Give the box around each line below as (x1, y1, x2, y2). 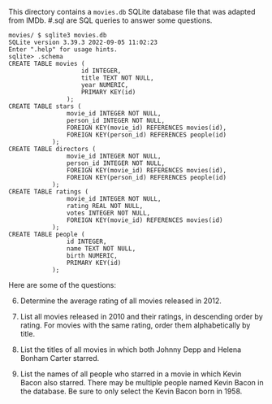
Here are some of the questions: (8, 280, 116, 289)
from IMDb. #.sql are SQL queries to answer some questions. (8, 15, 213, 25)
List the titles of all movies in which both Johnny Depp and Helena (19, 345, 242, 354)
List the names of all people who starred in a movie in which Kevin (19, 369, 242, 379)
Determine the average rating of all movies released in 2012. (19, 296, 222, 306)
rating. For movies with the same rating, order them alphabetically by (19, 320, 251, 330)
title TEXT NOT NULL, (80, 74, 154, 82)
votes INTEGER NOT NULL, (66, 209, 151, 217)
